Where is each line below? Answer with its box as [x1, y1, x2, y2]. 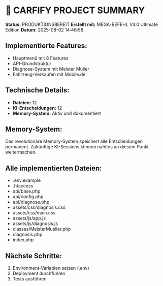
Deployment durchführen [12, 270, 66, 276]
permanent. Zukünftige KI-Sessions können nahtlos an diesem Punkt [5, 144, 149, 150]
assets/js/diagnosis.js [12, 220, 58, 227]
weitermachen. [5, 149, 37, 155]
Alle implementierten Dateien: [5, 164, 103, 172]
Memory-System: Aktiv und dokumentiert [12, 110, 102, 116]
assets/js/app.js [12, 215, 46, 221]
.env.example [12, 177, 41, 183]
